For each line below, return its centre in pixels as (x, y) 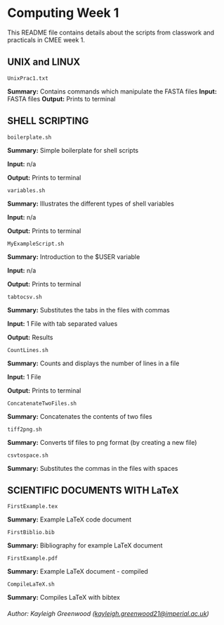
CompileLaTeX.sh (31, 585)
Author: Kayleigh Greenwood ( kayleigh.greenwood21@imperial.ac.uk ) (108, 613)
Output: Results (30, 337)
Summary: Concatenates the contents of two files (80, 416)
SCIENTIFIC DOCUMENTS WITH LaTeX (93, 490)
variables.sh (26, 190)
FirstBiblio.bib (31, 533)
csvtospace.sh (28, 455)
